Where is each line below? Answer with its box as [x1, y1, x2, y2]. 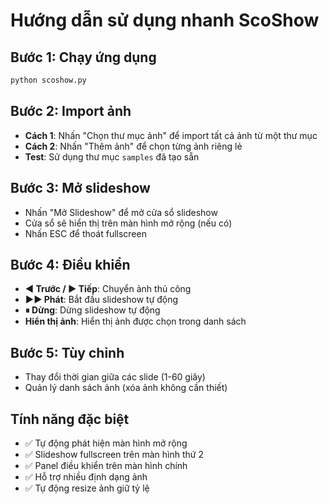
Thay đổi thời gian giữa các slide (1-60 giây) [24, 371, 206, 383]
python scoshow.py [10, 75, 87, 85]
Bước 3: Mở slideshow [10, 180, 151, 197]
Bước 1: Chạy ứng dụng [10, 49, 157, 66]
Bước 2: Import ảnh [10, 103, 132, 120]
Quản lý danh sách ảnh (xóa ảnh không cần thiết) [24, 382, 228, 394]
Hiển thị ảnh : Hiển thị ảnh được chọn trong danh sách [24, 315, 247, 328]
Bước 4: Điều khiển [10, 256, 131, 273]
